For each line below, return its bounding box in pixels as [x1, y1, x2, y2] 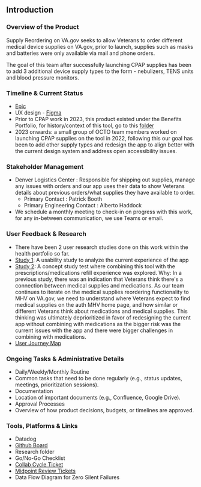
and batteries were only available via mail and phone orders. [6, 49, 155, 57]
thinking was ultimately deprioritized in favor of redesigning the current [14, 313, 191, 321]
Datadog [14, 435, 37, 442]
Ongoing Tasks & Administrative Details [6, 354, 124, 363]
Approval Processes [14, 400, 65, 407]
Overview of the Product [6, 23, 79, 31]
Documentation [14, 387, 53, 394]
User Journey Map [14, 339, 62, 347]
